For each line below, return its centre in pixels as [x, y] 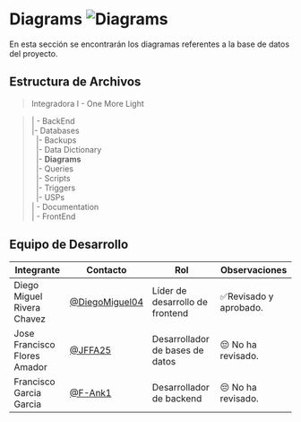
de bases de [178, 350]
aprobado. [242, 307]
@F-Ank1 [90, 392]
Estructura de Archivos [75, 82]
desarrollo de [180, 302]
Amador [30, 366]
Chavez [30, 319]
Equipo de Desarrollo [69, 245]
